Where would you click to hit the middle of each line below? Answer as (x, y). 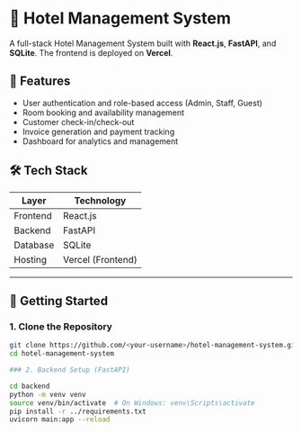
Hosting (31, 259)
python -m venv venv (48, 394)
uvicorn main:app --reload (60, 419)
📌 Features (40, 81)
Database (34, 245)
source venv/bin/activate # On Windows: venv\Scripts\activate (132, 403)
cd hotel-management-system (62, 354)
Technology (100, 200)
